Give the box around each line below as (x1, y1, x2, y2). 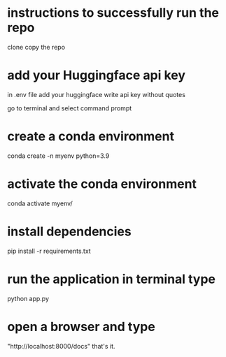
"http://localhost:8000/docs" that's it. (7, 342, 115, 350)
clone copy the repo (7, 43, 65, 51)
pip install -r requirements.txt (7, 247, 91, 255)
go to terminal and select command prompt (7, 103, 132, 112)
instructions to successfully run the (7, 5, 219, 21)
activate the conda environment (7, 176, 197, 191)
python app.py (7, 294, 50, 303)
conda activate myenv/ (7, 199, 73, 207)
